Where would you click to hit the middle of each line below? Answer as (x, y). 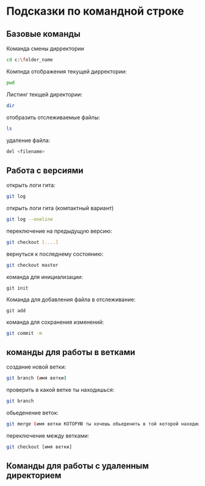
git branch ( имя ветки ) (37, 378)
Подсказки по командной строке (95, 11)
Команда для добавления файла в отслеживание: (71, 299)
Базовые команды (43, 34)
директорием (34, 476)
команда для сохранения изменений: (55, 322)
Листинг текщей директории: (45, 94)
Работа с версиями (45, 170)
